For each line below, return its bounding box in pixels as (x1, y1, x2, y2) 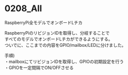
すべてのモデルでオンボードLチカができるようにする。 (4, 36, 113, 42)
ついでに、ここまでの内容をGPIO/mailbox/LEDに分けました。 (4, 42, 127, 48)
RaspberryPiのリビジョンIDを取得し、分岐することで (4, 30, 110, 36)
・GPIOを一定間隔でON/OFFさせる (4, 64, 74, 71)
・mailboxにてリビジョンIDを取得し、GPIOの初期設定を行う (4, 58, 124, 64)
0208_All (4, 3, 42, 14)
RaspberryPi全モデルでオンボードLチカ (4, 19, 83, 25)
